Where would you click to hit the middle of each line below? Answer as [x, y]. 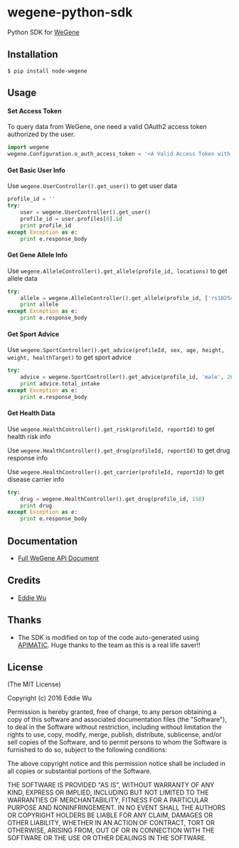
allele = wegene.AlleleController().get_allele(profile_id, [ [114, 298]
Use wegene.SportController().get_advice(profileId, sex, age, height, [116, 350]
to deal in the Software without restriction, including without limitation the [115, 727]
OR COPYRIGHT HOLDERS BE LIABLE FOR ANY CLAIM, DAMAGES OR [110, 815]
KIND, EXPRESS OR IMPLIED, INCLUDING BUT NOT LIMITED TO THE [108, 792]
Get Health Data [31, 413]
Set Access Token [34, 110]
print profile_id [46, 225]
